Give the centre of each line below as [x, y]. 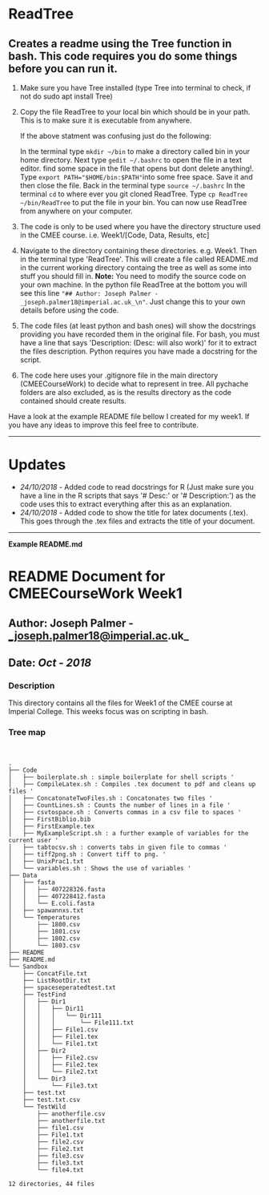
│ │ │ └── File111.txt [78, 1023]
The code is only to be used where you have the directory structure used [140, 226]
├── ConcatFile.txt [55, 973]
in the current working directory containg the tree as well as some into [136, 268]
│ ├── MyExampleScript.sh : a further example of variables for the [128, 833]
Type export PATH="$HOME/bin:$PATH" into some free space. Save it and [137, 177]
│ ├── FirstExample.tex [51, 826]
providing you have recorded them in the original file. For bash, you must [140, 334]
